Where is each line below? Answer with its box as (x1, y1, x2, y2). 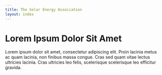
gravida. (5, 65, 22, 71)
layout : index (5, 12, 34, 17)
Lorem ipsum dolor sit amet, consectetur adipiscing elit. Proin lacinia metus (5, 49, 157, 55)
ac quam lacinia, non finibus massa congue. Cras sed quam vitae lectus (5, 54, 150, 60)
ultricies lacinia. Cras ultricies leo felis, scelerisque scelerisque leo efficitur (5, 59, 156, 65)
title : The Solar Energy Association (5, 7, 82, 12)
